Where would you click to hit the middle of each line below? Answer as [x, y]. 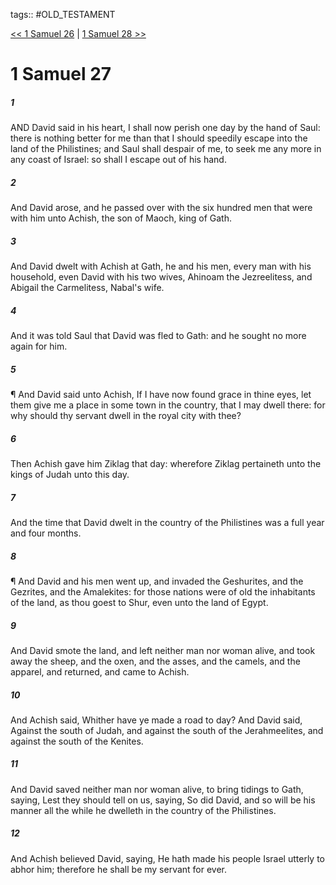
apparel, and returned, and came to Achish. [100, 671]
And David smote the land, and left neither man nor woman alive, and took [163, 650]
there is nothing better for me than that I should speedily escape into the [159, 138]
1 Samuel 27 [61, 74]
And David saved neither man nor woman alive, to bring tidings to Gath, [157, 789]
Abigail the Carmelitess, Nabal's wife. [87, 288]
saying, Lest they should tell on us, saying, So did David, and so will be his [163, 800]
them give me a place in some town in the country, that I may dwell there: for [168, 405]
